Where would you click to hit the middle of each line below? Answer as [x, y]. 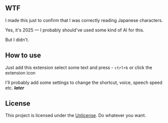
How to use [23, 55]
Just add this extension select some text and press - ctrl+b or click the [79, 67]
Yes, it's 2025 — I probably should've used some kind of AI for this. [75, 30]
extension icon [21, 72]
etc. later [15, 87]
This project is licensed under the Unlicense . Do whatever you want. [76, 115]
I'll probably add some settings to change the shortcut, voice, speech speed [84, 82]
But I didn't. [17, 39]
